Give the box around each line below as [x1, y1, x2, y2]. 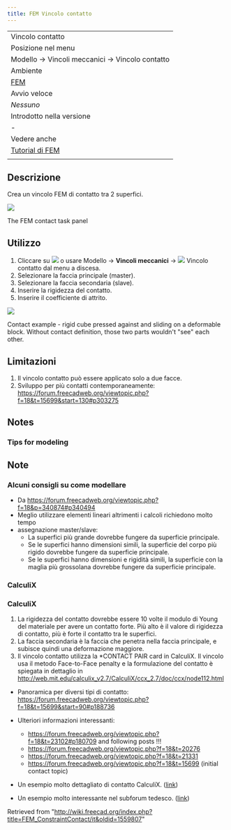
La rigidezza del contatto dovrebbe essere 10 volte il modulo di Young [17, 615, 218, 623]
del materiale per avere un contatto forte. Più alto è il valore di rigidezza [17, 622, 223, 631]
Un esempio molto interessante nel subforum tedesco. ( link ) [17, 794, 190, 803]
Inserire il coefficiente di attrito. [17, 294, 107, 302]
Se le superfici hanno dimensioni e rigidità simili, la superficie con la [27, 555, 223, 564]
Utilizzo [7, 237, 41, 249]
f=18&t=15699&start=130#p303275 [17, 396, 119, 405]
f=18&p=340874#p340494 [17, 503, 96, 512]
